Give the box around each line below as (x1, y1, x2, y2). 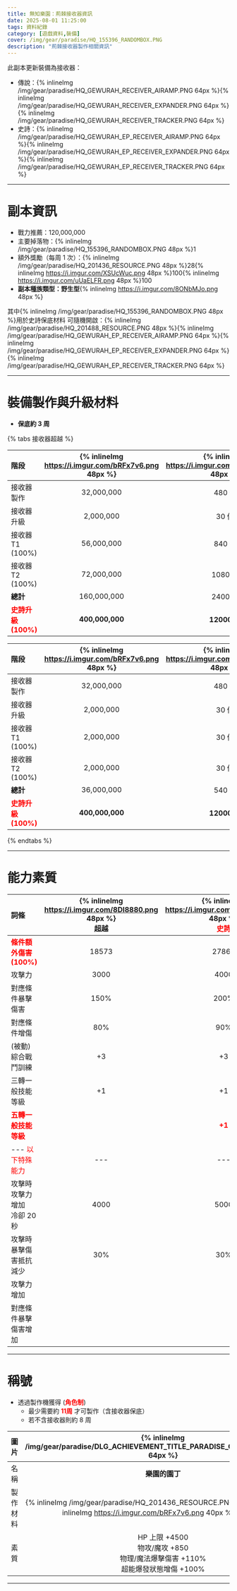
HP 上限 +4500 (137, 1532, 189, 1542)
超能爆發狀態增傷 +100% (121, 1563, 205, 1573)
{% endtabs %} (7, 836, 52, 845)
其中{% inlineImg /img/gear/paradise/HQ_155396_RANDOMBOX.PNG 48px (7, 307, 224, 315)
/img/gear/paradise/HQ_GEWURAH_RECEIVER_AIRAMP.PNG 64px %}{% (17, 86, 229, 95)
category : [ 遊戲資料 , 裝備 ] (7, 30, 80, 37)
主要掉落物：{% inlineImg (17, 237, 92, 245)
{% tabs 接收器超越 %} (7, 434, 74, 443)
